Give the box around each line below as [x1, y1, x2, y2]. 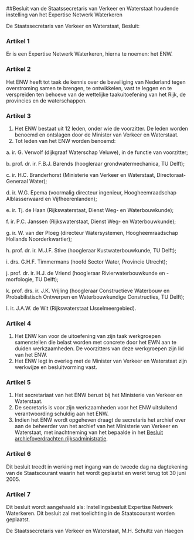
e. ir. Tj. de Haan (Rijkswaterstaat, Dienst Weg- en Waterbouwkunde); [6, 206, 174, 213]
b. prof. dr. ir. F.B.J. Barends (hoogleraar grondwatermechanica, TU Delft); [6, 160, 185, 167]
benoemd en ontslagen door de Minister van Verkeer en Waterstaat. [14, 131, 179, 138]
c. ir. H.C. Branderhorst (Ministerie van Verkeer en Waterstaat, [6, 171, 156, 178]
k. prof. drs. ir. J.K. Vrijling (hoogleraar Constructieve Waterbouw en [6, 287, 170, 294]
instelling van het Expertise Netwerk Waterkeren [6, 11, 123, 18]
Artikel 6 [6, 450, 31, 458]
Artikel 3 [6, 111, 31, 119]
